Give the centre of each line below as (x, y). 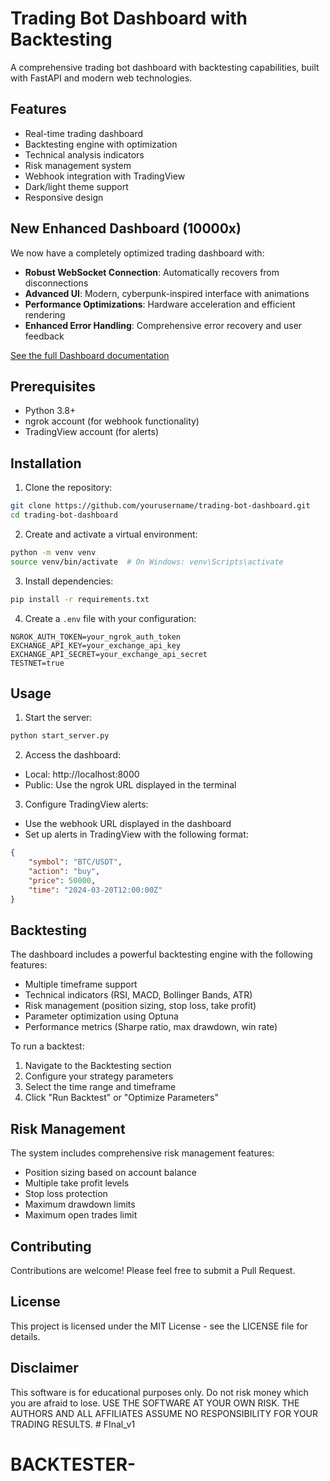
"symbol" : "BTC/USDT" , (75, 862)
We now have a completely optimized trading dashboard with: (137, 253)
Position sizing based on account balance (110, 1173)
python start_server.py (60, 736)
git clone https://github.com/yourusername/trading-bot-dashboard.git (160, 506)
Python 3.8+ (50, 411)
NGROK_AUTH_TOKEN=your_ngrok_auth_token (96, 637)
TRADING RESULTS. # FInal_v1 (73, 1424)
